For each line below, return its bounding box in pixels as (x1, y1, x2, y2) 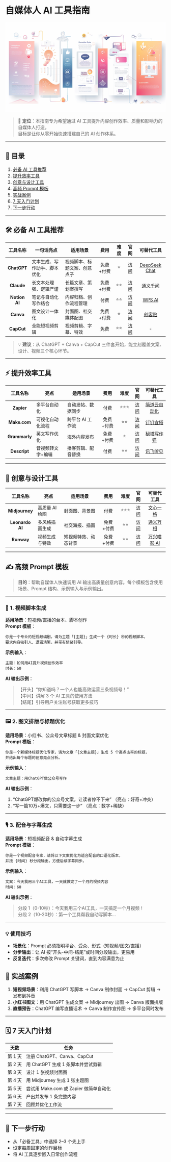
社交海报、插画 (64, 522, 96, 528)
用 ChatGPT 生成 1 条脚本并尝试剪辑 (26, 1061, 102, 1067)
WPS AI (142, 297, 159, 303)
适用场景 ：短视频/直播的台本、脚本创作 (5, 617, 88, 623)
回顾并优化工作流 (26, 1101, 62, 1107)
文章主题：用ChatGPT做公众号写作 (5, 776, 67, 781)
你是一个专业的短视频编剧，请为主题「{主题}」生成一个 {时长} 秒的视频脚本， (5, 635, 148, 640)
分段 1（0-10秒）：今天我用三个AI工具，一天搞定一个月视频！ (17, 905, 144, 911)
